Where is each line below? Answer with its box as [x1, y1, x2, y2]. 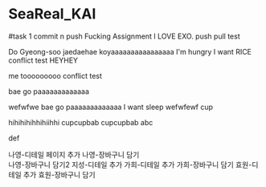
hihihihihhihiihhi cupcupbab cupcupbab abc [8, 117, 153, 127]
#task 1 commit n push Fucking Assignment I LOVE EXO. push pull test [8, 31, 240, 41]
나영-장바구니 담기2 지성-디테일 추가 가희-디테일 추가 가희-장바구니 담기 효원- [8, 160, 252, 169]
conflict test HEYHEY [8, 55, 79, 65]
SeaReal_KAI [8, 5, 96, 23]
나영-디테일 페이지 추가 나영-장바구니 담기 [8, 149, 140, 159]
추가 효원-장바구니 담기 [23, 169, 96, 179]
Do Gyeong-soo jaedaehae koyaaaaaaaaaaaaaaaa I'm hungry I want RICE [8, 47, 252, 56]
